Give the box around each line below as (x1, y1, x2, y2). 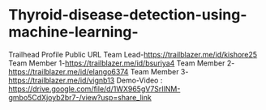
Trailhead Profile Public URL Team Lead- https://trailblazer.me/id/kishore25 (8, 49, 258, 59)
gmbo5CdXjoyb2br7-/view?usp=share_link (8, 92, 152, 102)
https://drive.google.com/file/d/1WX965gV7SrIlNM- (8, 83, 181, 94)
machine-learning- (8, 23, 139, 41)
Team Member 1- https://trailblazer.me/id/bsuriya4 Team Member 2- (8, 58, 235, 68)
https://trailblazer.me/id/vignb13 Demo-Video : (8, 75, 163, 85)
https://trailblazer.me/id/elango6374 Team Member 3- (8, 66, 189, 76)
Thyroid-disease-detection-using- (8, 6, 247, 24)
